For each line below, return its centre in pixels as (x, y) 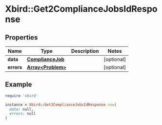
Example (19, 85)
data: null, (22, 109)
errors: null (23, 114)
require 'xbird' (21, 96)
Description (85, 51)
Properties (21, 37)
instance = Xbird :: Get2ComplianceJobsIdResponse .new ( (61, 104)
